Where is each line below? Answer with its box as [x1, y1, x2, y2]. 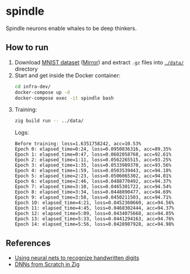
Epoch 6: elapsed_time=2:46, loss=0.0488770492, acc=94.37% [14, 178, 172, 185]
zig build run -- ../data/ [14, 118, 84, 124]
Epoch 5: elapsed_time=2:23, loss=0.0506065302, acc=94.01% [14, 173, 172, 179]
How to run [6, 42, 49, 53]
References [6, 238, 51, 248]
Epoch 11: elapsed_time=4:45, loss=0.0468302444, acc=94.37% [14, 205, 175, 211]
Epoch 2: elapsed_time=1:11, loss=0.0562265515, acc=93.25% [14, 157, 172, 163]
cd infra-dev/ [14, 83, 51, 89]
